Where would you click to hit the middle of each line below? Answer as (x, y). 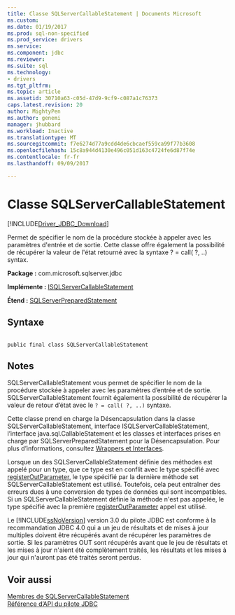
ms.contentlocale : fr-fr (43, 157)
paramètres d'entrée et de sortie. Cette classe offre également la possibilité (116, 244)
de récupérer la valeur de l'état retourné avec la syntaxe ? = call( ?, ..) (107, 252)
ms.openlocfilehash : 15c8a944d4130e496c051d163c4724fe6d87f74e (101, 151)
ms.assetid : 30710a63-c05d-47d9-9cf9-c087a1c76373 (83, 99)
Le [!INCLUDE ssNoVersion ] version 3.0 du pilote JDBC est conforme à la (112, 520)
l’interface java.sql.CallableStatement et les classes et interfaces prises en (114, 434)
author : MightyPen (34, 111)
